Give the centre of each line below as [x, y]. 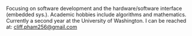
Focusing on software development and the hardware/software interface [94, 8]
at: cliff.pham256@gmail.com [42, 27]
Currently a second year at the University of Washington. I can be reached [96, 21]
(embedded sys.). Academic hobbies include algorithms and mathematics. [96, 15]
